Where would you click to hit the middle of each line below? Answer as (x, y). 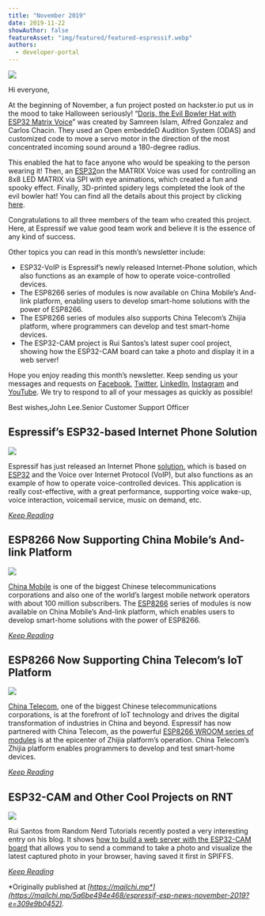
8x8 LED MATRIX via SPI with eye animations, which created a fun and (123, 179)
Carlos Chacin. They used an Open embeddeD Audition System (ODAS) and (132, 130)
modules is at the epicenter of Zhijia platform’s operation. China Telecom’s (129, 740)
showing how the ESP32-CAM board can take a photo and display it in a (137, 352)
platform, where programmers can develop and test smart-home (125, 326)
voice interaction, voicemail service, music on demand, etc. (105, 500)
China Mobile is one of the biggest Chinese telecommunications (112, 586)
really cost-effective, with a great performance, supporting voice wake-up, (130, 491)
